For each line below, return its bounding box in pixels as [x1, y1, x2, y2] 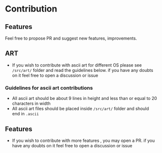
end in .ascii [12, 111, 39, 117]
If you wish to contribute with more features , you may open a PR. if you [12, 138, 155, 143]
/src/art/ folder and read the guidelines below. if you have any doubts [12, 67, 153, 73]
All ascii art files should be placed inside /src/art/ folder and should [12, 106, 149, 111]
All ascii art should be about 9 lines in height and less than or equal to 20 [12, 96, 157, 101]
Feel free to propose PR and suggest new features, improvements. [5, 35, 137, 41]
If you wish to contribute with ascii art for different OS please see [12, 62, 142, 68]
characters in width [12, 100, 51, 107]
